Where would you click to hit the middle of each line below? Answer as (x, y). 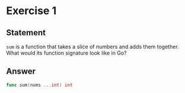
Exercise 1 (31, 11)
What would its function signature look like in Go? (66, 53)
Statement (26, 33)
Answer (21, 72)
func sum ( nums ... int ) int (39, 85)
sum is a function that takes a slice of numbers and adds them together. (92, 46)
